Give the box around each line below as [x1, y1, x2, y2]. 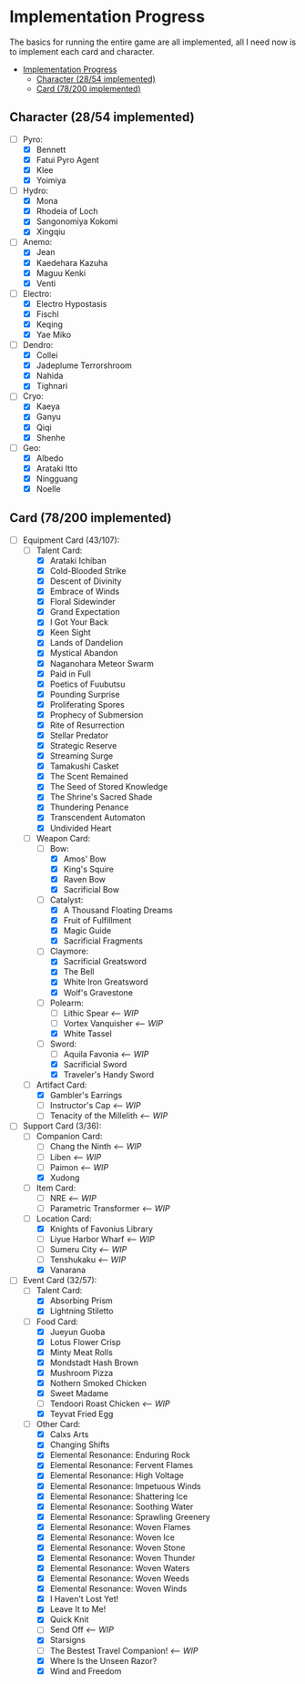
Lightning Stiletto [49, 1305, 114, 1317]
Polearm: [49, 997, 84, 1008]
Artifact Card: [36, 1079, 87, 1090]
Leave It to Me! [49, 1604, 107, 1615]
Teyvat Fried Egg [49, 1409, 114, 1420]
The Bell [63, 966, 95, 977]
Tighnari [36, 381, 68, 392]
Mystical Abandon [49, 648, 118, 658]
